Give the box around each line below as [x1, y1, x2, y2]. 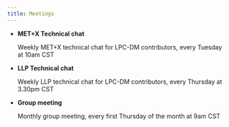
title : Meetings [7, 10, 54, 17]
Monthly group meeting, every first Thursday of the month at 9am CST [17, 112, 221, 120]
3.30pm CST [17, 84, 54, 93]
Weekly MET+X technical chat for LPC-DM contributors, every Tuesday [17, 43, 222, 51]
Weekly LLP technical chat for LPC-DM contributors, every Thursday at [17, 77, 223, 86]
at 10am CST [17, 50, 54, 59]
